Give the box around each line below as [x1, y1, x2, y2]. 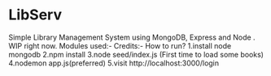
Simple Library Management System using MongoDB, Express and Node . [8, 32, 256, 42]
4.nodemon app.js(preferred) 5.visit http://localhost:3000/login [8, 58, 220, 68]
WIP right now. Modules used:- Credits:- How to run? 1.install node [8, 40, 232, 50]
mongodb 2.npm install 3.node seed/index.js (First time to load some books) [8, 49, 264, 59]
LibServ [8, 6, 63, 24]
